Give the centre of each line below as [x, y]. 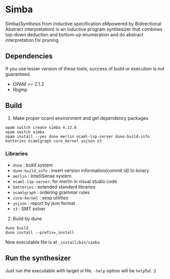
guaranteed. [18, 74]
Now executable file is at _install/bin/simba [52, 242]
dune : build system [33, 165]
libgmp [20, 89]
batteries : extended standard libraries [54, 187]
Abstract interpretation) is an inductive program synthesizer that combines [84, 29]
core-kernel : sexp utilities [40, 198]
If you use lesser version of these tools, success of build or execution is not [85, 68]
